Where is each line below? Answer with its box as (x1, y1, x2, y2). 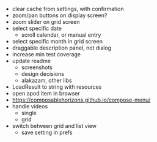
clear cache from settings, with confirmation (12, 6, 124, 12)
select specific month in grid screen (12, 38, 103, 45)
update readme (12, 58, 51, 64)
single (21, 110, 37, 116)
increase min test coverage (12, 51, 81, 58)
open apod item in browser (12, 90, 81, 97)
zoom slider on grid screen (12, 18, 80, 25)
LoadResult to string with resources (12, 83, 102, 91)
